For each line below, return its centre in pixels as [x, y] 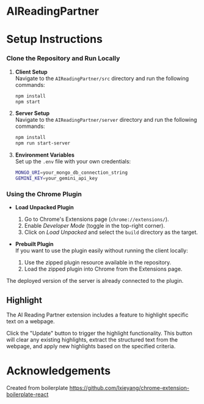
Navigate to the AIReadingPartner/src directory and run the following [102, 78]
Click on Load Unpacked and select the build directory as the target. [111, 232]
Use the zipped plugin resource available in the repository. [98, 263]
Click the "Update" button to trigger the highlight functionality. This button [99, 333]
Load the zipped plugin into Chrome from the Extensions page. [103, 269]
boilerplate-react [27, 394]
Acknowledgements [59, 371]
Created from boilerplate [37, 387]
